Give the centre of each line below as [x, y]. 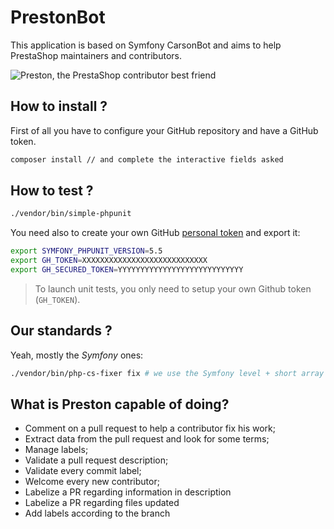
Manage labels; [56, 450]
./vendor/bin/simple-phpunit [71, 214]
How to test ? [52, 191]
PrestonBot [58, 17]
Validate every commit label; [83, 471]
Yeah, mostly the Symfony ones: [77, 355]
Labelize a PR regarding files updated [102, 503]
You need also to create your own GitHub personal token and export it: [155, 233]
